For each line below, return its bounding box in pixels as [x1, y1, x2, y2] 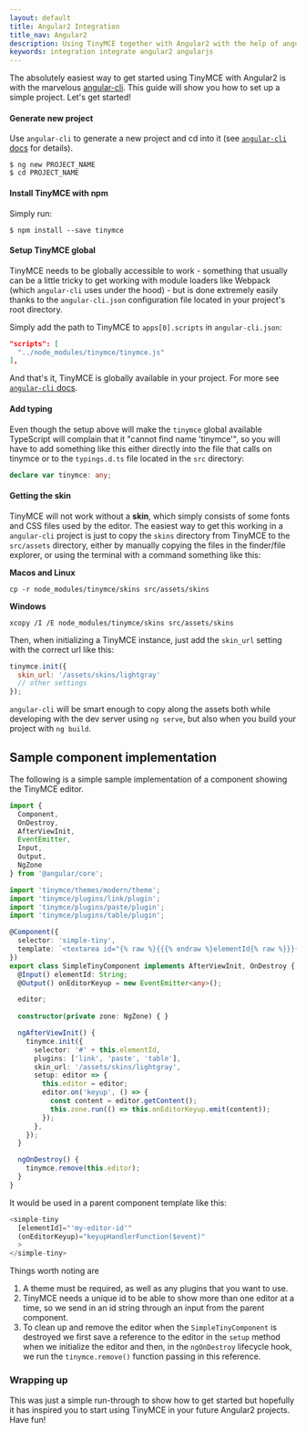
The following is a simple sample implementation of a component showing [9, 774, 288, 784]
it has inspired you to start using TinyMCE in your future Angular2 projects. [9, 1404, 291, 1416]
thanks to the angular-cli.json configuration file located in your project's [9, 294, 285, 305]
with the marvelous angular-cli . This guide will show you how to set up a [9, 82, 280, 93]
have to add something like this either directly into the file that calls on [9, 443, 272, 454]
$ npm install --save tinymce [9, 226, 125, 235]
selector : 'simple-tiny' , [17, 936, 117, 945]
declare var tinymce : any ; [9, 470, 112, 479]
